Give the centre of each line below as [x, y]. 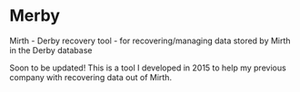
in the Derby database [51, 50]
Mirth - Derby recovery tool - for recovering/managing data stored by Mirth [150, 41]
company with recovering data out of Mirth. [91, 77]
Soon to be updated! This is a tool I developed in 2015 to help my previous [148, 68]
